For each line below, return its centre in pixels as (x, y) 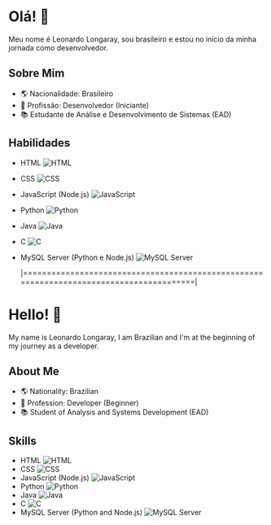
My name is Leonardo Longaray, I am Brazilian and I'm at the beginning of (132, 337)
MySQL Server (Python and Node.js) (81, 513)
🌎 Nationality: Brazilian (59, 392)
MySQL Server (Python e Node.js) (77, 257)
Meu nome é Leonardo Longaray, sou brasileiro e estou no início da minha (133, 39)
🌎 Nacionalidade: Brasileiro (67, 94)
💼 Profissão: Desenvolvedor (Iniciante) (84, 105)
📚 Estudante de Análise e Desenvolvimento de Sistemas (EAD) (126, 114)
